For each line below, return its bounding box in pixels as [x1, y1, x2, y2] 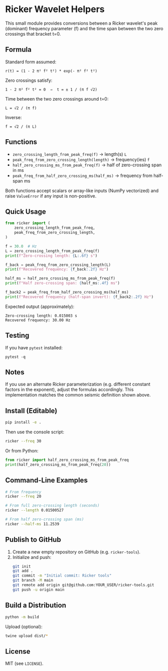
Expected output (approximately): [5, 303, 74, 310]
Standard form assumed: [5, 59, 57, 65]
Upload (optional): [5, 623, 43, 629]
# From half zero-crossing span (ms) [5, 517, 84, 522]
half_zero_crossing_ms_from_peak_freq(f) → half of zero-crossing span [12, 162, 162, 168]
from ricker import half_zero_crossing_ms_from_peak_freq [5, 457, 129, 462]
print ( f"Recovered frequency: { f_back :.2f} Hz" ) [5, 267, 109, 272]
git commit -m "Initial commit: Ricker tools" [12, 573, 112, 579]
